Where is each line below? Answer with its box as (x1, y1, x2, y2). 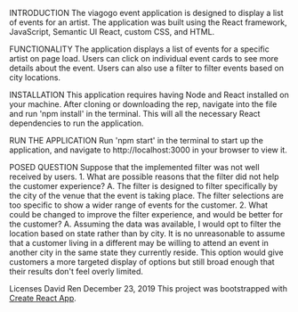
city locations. (9, 72, 60, 83)
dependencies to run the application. (9, 118, 144, 128)
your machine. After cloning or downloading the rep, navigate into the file (9, 99, 278, 110)
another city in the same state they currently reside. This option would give (9, 247, 284, 258)
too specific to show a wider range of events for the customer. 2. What (9, 200, 269, 210)
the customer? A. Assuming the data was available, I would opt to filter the (9, 218, 282, 229)
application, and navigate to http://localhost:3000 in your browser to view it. (9, 144, 287, 155)
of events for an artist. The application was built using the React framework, (9, 17, 287, 28)
